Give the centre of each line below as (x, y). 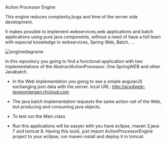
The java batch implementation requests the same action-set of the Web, (87, 101)
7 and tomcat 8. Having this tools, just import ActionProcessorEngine (83, 131)
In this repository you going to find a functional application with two (74, 61)
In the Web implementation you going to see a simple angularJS (77, 81)
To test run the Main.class (39, 116)
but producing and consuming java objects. (56, 107)
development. (19, 22)
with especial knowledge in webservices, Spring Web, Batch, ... (70, 42)
